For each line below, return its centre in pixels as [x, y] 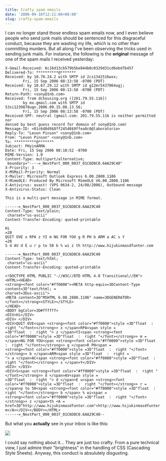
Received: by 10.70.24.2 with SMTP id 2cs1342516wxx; [62, 77]
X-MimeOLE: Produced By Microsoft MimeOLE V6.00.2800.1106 [67, 181]
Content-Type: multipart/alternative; [45, 159]
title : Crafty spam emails [33, 10]
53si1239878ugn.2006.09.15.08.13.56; [44, 107]
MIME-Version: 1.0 [24, 155]
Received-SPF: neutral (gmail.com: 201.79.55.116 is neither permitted [80, 116]
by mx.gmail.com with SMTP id [54, 103]
